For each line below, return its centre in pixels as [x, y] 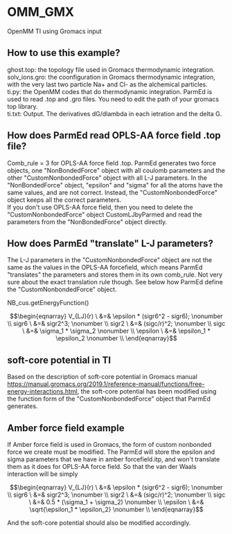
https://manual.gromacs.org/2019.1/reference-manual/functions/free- [106, 384]
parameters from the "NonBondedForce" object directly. [87, 221]
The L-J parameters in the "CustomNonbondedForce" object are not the [110, 260]
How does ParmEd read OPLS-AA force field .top [114, 136]
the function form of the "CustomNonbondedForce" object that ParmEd [109, 399]
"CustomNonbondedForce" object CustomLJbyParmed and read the [105, 214]
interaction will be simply [43, 474]
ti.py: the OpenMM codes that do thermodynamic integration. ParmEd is [110, 91]
